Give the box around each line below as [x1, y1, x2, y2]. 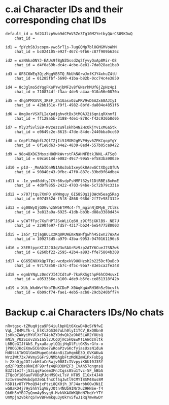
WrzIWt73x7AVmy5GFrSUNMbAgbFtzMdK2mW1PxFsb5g [5, 355, 103, 360]
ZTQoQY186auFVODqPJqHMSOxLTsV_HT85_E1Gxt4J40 [5, 372, 103, 377]
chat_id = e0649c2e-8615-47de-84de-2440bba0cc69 [14, 129, 119, 134]
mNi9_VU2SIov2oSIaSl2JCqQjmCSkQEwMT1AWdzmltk [5, 337, 103, 342]
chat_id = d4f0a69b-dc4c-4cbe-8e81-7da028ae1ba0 [14, 62, 119, 67]
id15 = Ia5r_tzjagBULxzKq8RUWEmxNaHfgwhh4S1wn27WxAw [5, 232, 119, 237]
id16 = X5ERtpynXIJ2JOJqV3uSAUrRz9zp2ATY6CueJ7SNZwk [5, 245, 119, 250]
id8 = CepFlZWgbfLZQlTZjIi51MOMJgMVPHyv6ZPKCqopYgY [5, 138, 117, 143]
